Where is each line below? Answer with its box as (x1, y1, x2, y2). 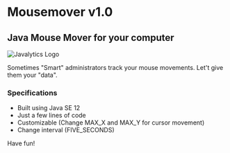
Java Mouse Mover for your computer (7, 32, 175, 44)
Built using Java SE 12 (17, 104, 81, 112)
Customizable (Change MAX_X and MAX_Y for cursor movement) (17, 118, 205, 127)
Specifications (7, 88, 58, 98)
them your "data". (7, 71, 58, 79)
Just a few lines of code (17, 111, 87, 120)
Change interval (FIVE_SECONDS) (17, 126, 115, 134)
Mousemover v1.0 (7, 4, 113, 20)
